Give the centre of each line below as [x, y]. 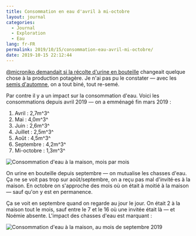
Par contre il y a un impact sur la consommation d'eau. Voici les [83, 95]
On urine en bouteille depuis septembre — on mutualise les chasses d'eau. [97, 173]
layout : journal [26, 17]
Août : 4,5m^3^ [33, 138]
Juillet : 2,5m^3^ [34, 132]
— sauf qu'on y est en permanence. [49, 191]
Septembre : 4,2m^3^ [40, 144]
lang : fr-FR [21, 45]
